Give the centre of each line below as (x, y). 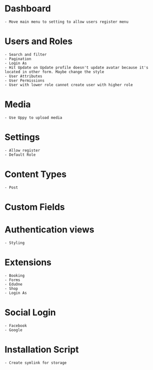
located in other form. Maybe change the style (55, 72)
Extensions (28, 262)
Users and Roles (38, 41)
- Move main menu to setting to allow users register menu (67, 22)
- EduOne (14, 284)
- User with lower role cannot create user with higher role (69, 85)
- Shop (11, 288)
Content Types (36, 174)
